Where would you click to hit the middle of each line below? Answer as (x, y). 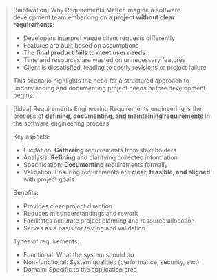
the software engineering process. (62, 123)
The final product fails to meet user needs (84, 52)
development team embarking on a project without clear (94, 17)
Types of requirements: (46, 241)
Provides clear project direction (68, 206)
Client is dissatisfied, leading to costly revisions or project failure (115, 67)
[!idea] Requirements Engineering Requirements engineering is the (107, 109)
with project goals (49, 179)
